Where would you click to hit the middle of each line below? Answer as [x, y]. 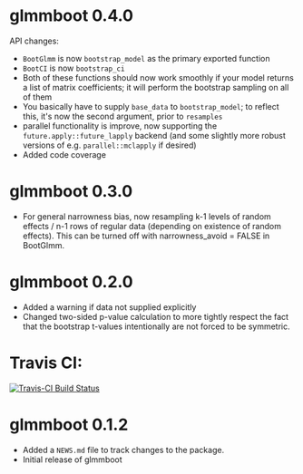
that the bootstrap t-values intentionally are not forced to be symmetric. [156, 326]
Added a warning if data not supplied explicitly [109, 307]
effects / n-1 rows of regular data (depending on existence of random [151, 226]
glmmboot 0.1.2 [69, 425]
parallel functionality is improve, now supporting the [120, 126]
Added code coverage [64, 154]
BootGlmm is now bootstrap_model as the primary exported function [146, 58]
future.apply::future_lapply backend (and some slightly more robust [154, 135]
